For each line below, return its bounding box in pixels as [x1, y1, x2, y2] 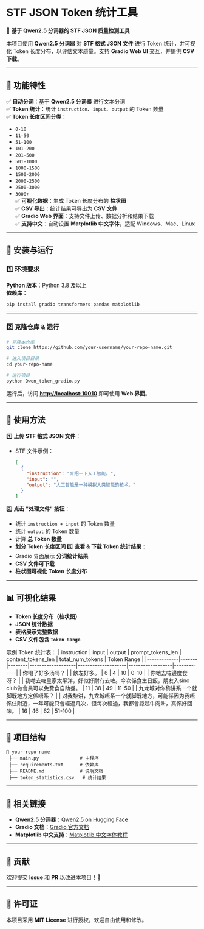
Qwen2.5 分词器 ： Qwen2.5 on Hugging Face [15, 816, 129, 823]
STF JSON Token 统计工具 [6, 5, 138, 19]
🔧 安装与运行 [6, 245, 53, 256]
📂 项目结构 [6, 732, 46, 743]
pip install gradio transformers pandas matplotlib [6, 302, 140, 308]
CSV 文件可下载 [15, 560, 55, 567]
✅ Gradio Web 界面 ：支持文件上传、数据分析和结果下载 [15, 212, 154, 219]
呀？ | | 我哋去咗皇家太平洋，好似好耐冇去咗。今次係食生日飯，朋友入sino [6, 677, 190, 684]
